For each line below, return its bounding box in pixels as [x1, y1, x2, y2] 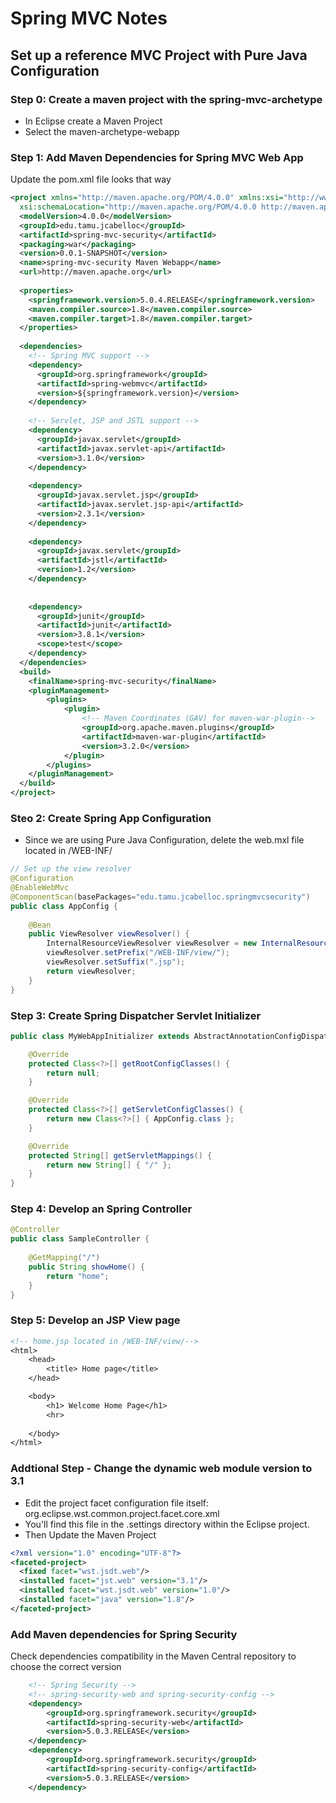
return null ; [46, 1068, 101, 1078]
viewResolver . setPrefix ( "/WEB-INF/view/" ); [46, 948, 230, 958]
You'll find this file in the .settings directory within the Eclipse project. [24, 1518, 310, 1530]
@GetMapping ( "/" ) [28, 1253, 101, 1263]
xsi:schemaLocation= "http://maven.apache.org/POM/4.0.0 [19, 202, 257, 212]
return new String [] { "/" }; [46, 1160, 172, 1170]
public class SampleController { [10, 1234, 150, 1244]
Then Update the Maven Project [24, 1528, 157, 1541]
